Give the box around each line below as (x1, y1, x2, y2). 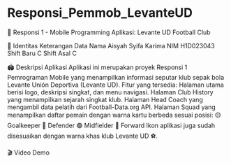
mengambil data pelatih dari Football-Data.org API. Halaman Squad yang (7, 103, 216, 111)
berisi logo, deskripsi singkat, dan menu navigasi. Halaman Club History (7, 87, 214, 96)
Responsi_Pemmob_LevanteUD (7, 5, 193, 21)
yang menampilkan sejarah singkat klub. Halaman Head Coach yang (7, 95, 204, 104)
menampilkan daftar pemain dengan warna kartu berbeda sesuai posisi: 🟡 (7, 111, 221, 119)
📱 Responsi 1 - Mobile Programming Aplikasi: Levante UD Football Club (7, 28, 211, 36)
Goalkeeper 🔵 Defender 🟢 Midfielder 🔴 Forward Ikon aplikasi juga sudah (7, 121, 216, 129)
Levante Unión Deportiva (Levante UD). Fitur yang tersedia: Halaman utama (7, 80, 225, 89)
